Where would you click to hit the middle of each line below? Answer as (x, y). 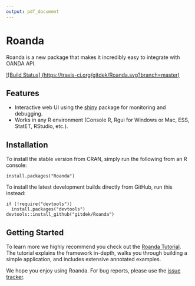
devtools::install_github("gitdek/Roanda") (60, 215)
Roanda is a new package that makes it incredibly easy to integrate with (93, 57)
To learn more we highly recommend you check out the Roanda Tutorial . (94, 246)
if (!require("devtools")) (39, 204)
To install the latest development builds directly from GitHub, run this (89, 187)
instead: (16, 193)
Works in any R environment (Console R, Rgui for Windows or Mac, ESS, (102, 120)
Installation (27, 145)
